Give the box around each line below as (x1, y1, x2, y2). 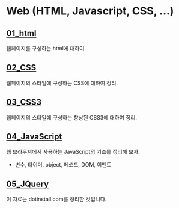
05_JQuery (6, 179, 49, 189)
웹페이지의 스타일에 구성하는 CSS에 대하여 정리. (6, 79, 118, 87)
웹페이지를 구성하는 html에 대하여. (6, 45, 86, 52)
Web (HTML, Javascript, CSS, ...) (6, 4, 174, 18)
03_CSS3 (6, 97, 42, 108)
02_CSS (6, 63, 37, 73)
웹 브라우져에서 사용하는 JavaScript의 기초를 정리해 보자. (6, 148, 140, 156)
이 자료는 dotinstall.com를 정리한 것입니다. (6, 195, 107, 203)
